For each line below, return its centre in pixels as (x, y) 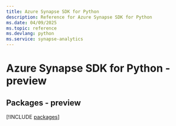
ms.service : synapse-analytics (45, 39)
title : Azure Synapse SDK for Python (53, 12)
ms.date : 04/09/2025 (32, 22)
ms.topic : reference (32, 28)
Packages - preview (44, 103)
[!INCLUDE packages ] (33, 117)
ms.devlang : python (30, 34)
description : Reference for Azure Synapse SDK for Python (79, 17)
